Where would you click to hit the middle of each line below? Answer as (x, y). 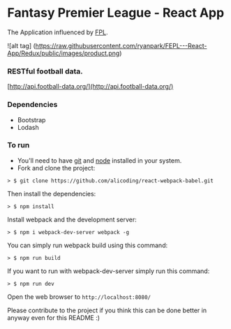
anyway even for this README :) (53, 317)
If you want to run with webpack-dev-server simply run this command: (109, 271)
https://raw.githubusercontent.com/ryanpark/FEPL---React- (121, 45)
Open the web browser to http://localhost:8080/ (79, 297)
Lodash (28, 127)
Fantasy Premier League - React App (116, 13)
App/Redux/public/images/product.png (64, 53)
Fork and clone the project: (56, 168)
